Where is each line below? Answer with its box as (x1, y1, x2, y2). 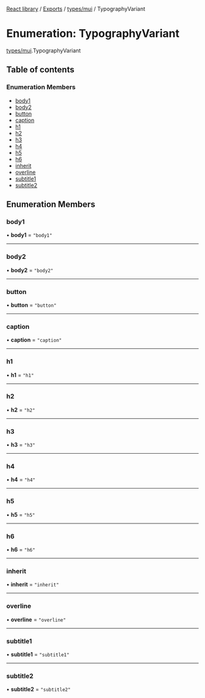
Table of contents (6, 64, 74, 75)
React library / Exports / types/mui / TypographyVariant (6, 6, 145, 12)
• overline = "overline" (6, 615, 66, 623)
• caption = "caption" (6, 336, 62, 343)
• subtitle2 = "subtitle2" (6, 686, 71, 693)
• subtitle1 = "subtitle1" (6, 650, 70, 658)
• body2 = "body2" (6, 266, 54, 274)
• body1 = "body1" (6, 231, 52, 239)
